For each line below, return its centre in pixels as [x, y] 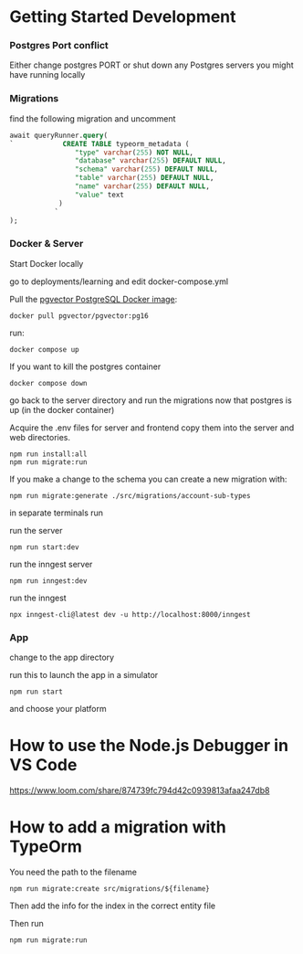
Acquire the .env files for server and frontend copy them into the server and [152, 428]
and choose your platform [58, 709]
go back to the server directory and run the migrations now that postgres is [151, 400]
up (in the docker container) [62, 409]
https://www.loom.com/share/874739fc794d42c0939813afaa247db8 [140, 790]
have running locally [47, 75]
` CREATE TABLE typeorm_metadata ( [99, 143]
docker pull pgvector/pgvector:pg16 [79, 316]
